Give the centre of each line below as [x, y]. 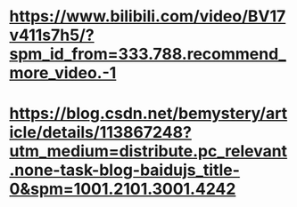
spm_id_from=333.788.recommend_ [148, 54]
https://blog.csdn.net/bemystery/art [148, 114]
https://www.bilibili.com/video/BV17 [148, 16]
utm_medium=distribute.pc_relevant [148, 151]
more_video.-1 [63, 73]
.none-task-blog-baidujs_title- [125, 170]
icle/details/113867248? [100, 133]
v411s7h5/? [52, 35]
